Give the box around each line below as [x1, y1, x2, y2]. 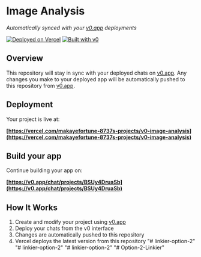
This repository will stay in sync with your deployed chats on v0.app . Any [6, 69, 187, 76]
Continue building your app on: [6, 167, 83, 174]
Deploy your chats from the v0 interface [14, 224, 114, 232]
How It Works [6, 202, 58, 212]
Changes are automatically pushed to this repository [14, 231, 145, 238]
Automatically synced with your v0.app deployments [6, 24, 137, 31]
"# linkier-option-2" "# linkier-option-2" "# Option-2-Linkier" [14, 244, 165, 251]
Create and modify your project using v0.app [14, 218, 126, 226]
